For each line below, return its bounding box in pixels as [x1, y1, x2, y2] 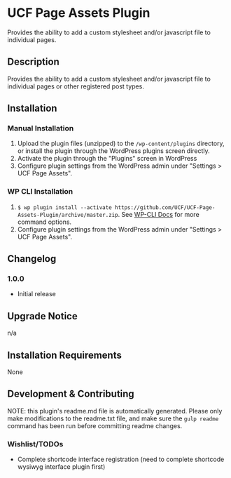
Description [7, 56, 59, 68]
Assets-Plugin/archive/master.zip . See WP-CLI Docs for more [17, 210, 199, 218]
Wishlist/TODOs [7, 439, 64, 449]
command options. [17, 218, 72, 226]
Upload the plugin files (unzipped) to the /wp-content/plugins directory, [17, 139, 225, 148]
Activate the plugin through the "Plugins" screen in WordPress [17, 154, 197, 163]
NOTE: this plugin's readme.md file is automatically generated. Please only [7, 406, 223, 415]
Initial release [17, 290, 56, 298]
